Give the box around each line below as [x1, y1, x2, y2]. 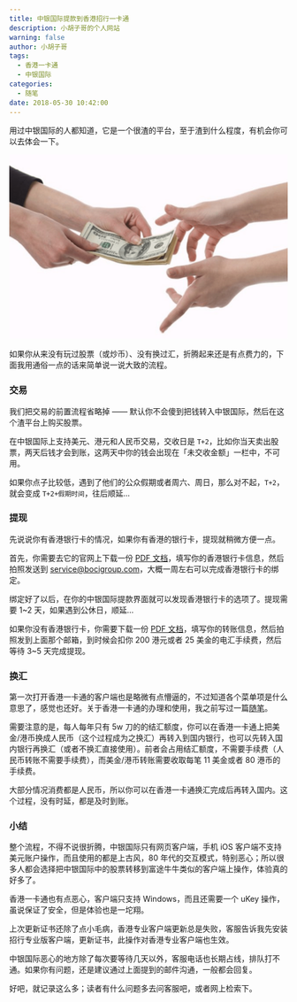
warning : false [9, 33, 65, 42]
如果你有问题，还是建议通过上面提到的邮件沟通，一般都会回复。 [24, 965, 257, 975]
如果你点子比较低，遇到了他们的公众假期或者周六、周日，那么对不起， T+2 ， [9, 476, 285, 487]
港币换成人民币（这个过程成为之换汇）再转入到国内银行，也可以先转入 [19, 733, 276, 744]
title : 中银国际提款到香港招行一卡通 [9, 14, 130, 23]
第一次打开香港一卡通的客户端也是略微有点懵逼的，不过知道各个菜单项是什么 [9, 691, 288, 703]
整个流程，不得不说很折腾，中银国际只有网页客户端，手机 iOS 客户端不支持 [9, 842, 282, 852]
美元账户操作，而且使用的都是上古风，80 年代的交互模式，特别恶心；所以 [9, 852, 277, 863]
